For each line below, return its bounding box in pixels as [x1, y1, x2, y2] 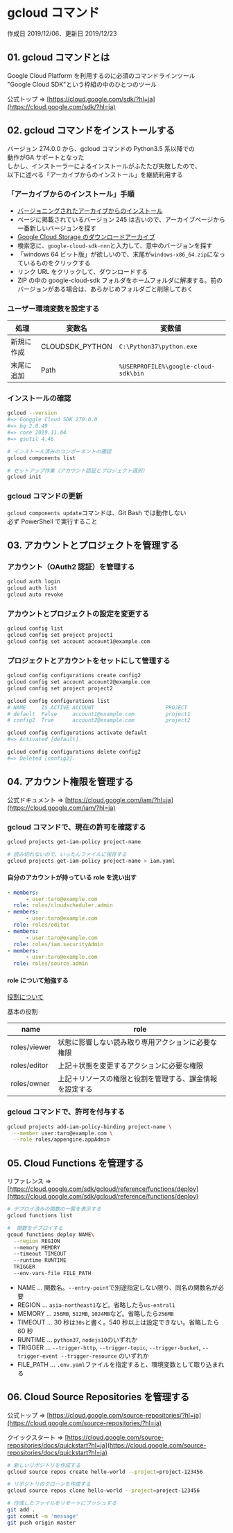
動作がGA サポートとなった [7, 153, 85, 161]
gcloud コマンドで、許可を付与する [7, 1107, 125, 1117]
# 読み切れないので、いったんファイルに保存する [7, 851, 127, 858]
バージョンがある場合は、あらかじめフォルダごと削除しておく [17, 284, 193, 293]
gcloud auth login [7, 578, 60, 585]
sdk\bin [119, 370, 144, 378]
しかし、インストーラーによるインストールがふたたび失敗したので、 [7, 161, 201, 170]
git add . [7, 1507, 36, 1514]
